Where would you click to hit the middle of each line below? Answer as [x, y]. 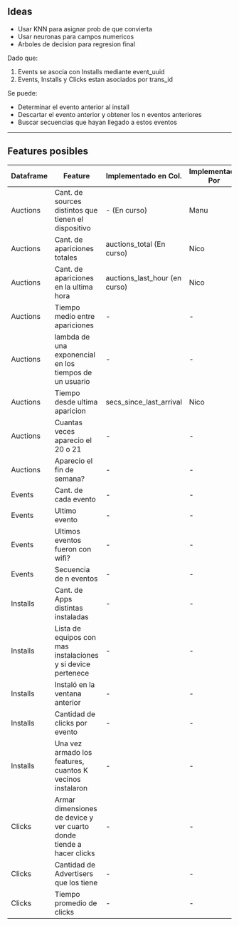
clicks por [71, 723]
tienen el [69, 219]
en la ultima [74, 287]
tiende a [68, 844]
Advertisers [74, 873]
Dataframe [30, 175]
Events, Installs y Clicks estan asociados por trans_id [95, 79]
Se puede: [22, 93]
